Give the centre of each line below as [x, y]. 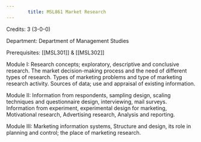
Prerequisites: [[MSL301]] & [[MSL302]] [55, 53]
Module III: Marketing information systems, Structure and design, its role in [99, 126]
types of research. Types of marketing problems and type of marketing [94, 77]
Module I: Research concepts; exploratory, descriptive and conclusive [93, 64]
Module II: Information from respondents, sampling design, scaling [88, 95]
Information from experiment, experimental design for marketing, [87, 108]
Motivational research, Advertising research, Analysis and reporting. [91, 114]
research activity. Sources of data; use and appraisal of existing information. [101, 83]
